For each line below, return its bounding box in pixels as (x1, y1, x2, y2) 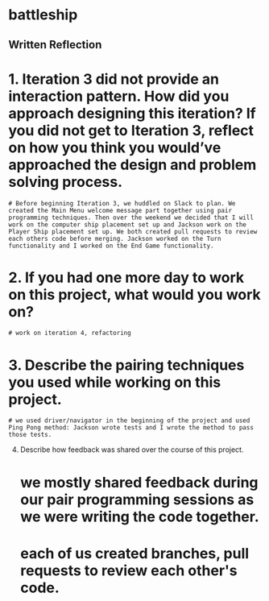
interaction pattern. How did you (8, 87, 230, 106)
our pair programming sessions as (19, 490, 255, 508)
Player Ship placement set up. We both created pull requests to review (8, 227, 258, 235)
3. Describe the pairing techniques (8, 356, 245, 374)
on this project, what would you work (8, 285, 262, 304)
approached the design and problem (8, 155, 257, 174)
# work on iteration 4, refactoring (8, 329, 131, 338)
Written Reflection (8, 38, 102, 52)
